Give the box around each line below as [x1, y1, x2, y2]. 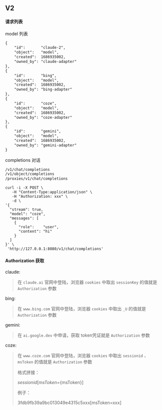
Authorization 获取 [5, 257, 44, 264]
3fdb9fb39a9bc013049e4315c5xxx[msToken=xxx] [17, 400, 122, 406]
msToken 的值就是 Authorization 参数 [17, 359, 92, 365]
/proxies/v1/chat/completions [5, 176, 68, 181]
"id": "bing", [14, 73, 57, 78]
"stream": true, [9, 207, 43, 212]
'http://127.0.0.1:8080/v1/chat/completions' [7, 247, 104, 252]
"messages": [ [9, 216, 39, 221]
